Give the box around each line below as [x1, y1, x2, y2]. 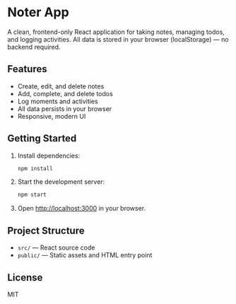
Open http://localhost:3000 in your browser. [17, 204, 146, 213]
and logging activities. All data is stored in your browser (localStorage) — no [7, 35, 229, 43]
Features [7, 63, 47, 75]
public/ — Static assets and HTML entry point [17, 251, 153, 259]
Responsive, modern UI [17, 112, 86, 120]
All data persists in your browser [17, 104, 112, 113]
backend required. [7, 42, 61, 51]
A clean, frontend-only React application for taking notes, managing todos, [7, 28, 225, 36]
